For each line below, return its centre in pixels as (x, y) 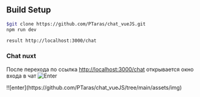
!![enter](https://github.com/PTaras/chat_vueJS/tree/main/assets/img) (94, 87)
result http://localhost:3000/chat (52, 41)
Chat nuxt (21, 56)
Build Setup (29, 10)
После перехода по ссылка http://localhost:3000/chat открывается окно (100, 69)
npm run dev (21, 30)
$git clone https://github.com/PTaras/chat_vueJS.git (76, 24)
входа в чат (21, 76)
